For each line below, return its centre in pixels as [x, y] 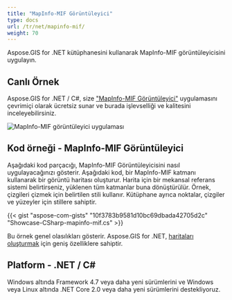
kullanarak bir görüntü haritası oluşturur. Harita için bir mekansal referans [111, 179]
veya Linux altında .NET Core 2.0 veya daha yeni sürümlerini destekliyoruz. [114, 289]
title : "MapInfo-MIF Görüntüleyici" [60, 14]
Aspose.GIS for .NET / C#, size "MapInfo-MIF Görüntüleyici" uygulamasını [113, 98]
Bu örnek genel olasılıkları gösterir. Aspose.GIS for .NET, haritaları [100, 236]
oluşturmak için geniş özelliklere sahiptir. [65, 243]
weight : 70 [23, 33]
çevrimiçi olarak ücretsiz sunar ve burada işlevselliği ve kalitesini [99, 106]
